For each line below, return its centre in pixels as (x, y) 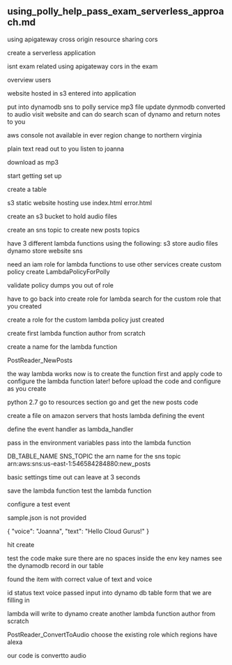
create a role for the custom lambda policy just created (86, 320)
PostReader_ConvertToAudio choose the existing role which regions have (112, 634)
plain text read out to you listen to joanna (65, 149)
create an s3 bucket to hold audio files (62, 216)
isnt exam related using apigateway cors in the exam (83, 66)
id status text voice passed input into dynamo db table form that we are (110, 592)
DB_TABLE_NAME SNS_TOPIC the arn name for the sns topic (94, 456)
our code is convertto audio (47, 655)
